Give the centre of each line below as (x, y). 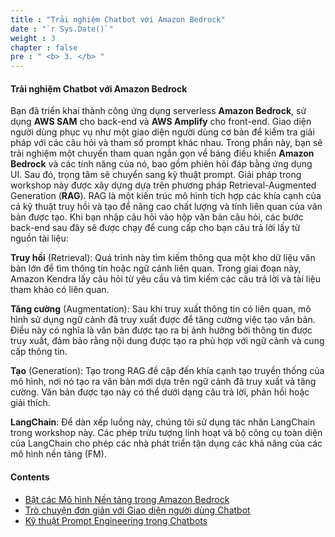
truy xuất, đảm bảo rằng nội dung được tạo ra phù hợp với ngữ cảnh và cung (167, 341)
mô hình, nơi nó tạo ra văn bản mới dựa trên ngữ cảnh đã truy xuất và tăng (163, 382)
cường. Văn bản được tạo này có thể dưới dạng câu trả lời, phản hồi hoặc (160, 392)
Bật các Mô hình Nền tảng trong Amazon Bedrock (127, 499)
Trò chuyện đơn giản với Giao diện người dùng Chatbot (137, 510)
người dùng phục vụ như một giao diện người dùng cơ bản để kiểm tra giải (162, 132)
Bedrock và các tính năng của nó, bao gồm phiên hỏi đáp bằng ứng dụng (161, 164)
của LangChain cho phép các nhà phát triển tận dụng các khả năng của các (166, 443)
